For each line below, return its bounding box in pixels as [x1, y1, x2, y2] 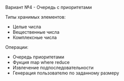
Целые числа [12, 24, 42, 30]
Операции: [5, 44, 29, 50]
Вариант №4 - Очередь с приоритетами [5, 5, 92, 10]
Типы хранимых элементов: [5, 14, 66, 20]
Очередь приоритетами [12, 54, 65, 60]
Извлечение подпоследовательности [12, 65, 94, 70]
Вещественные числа [12, 29, 60, 35]
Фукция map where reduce [12, 59, 70, 65]
